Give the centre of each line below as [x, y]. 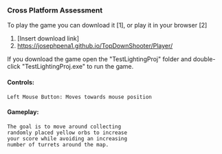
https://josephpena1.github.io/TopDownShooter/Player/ [95, 46]
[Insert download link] [48, 38]
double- [204, 59]
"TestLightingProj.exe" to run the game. [78, 67]
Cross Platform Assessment [55, 10]
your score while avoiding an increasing [67, 139]
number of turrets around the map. [58, 144]
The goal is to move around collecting [64, 126]
